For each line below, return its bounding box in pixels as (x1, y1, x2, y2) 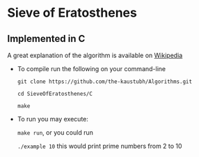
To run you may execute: (17, 115, 89, 123)
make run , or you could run (17, 128, 94, 137)
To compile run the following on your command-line (17, 65, 166, 73)
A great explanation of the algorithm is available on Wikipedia (7, 51, 183, 59)
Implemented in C (7, 33, 86, 45)
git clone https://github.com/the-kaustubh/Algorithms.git (17, 78, 193, 85)
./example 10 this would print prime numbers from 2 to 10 (17, 142, 182, 150)
